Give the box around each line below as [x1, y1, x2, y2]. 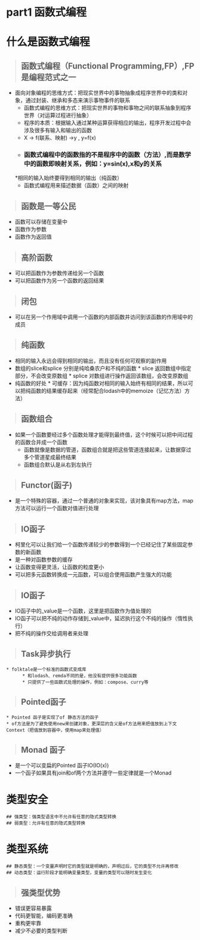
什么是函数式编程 [6, 35, 91, 49]
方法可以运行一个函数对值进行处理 [14, 504, 99, 512]
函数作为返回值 [14, 233, 52, 241]
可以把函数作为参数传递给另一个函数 [14, 269, 104, 277]
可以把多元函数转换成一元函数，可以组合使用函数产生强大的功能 [14, 571, 172, 578]
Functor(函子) [20, 480, 73, 490]
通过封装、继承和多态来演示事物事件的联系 [25, 97, 130, 104]
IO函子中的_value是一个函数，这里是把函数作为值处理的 [14, 607, 152, 614]
